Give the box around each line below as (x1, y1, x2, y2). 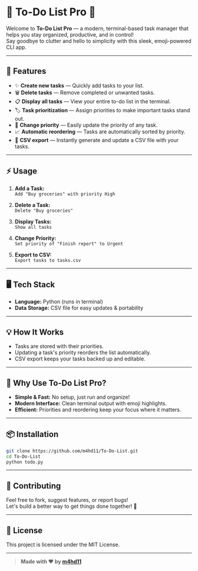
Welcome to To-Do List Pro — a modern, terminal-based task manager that (6, 25, 189, 32)
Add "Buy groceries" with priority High (14, 191, 115, 197)
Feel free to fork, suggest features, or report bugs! (6, 497, 128, 504)
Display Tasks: (14, 218, 52, 225)
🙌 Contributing (6, 481, 61, 491)
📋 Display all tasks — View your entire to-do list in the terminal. (14, 97, 171, 105)
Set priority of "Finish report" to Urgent (14, 241, 124, 247)
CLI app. (6, 44, 27, 51)
